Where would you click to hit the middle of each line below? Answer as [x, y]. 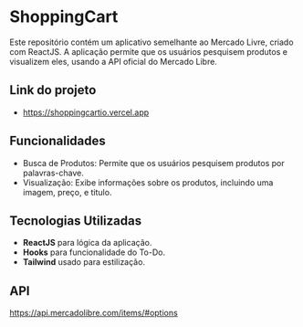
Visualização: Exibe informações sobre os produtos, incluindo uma [148, 182]
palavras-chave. [53, 173]
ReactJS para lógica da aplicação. [87, 243]
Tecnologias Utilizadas [76, 221]
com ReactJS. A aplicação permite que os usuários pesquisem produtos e [148, 51]
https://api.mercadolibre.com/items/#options [94, 313]
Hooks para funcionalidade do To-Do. [94, 252]
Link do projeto [53, 90]
